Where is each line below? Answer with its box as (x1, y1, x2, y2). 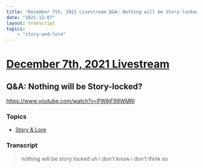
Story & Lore (14, 126, 47, 134)
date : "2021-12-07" (6, 15, 56, 21)
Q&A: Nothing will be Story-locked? (6, 81, 143, 91)
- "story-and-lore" (17, 31, 66, 37)
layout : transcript (6, 20, 56, 26)
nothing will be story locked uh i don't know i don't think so (21, 155, 168, 162)
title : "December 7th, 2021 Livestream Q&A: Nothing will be (6, 8, 164, 15)
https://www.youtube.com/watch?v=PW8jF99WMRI (6, 97, 135, 105)
